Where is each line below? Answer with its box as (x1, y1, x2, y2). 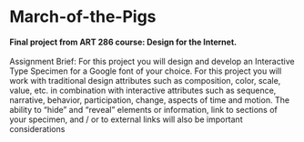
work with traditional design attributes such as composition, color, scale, (9, 75, 281, 86)
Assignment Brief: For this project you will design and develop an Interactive (9, 56, 295, 66)
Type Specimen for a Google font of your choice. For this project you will (9, 66, 282, 76)
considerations (9, 123, 66, 134)
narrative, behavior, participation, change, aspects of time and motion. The (9, 94, 289, 106)
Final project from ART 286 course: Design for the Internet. (9, 36, 238, 47)
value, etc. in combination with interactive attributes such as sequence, (9, 85, 277, 96)
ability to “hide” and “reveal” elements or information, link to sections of (9, 104, 278, 115)
